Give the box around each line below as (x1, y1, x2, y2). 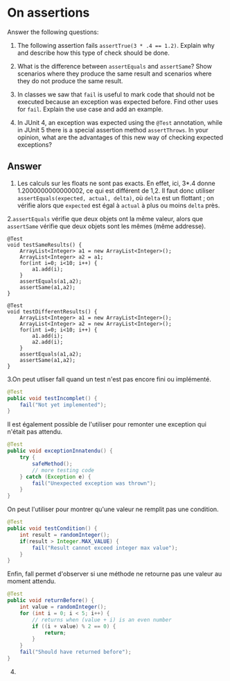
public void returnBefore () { (7, 597, 95, 604)
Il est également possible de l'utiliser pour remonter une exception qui (7, 420, 206, 429)
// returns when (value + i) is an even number (32, 616, 172, 623)
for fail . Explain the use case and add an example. (17, 105, 163, 113)
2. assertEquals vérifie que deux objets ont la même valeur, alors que (7, 214, 203, 223)
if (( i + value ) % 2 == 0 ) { (32, 623, 116, 630)
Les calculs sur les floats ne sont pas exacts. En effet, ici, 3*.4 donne (17, 179, 216, 187)
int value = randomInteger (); (19, 603, 107, 610)
